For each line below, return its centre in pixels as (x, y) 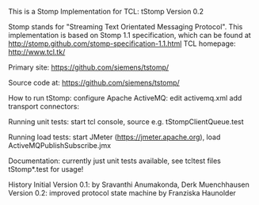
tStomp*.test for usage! (46, 169)
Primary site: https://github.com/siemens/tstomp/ (89, 67)
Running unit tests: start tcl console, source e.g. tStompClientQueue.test (126, 121)
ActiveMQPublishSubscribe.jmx (60, 145)
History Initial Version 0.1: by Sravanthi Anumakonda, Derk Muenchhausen (129, 184)
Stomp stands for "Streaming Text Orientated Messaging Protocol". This (126, 27)
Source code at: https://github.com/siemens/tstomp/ (94, 83)
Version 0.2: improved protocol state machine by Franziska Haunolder (122, 193)
